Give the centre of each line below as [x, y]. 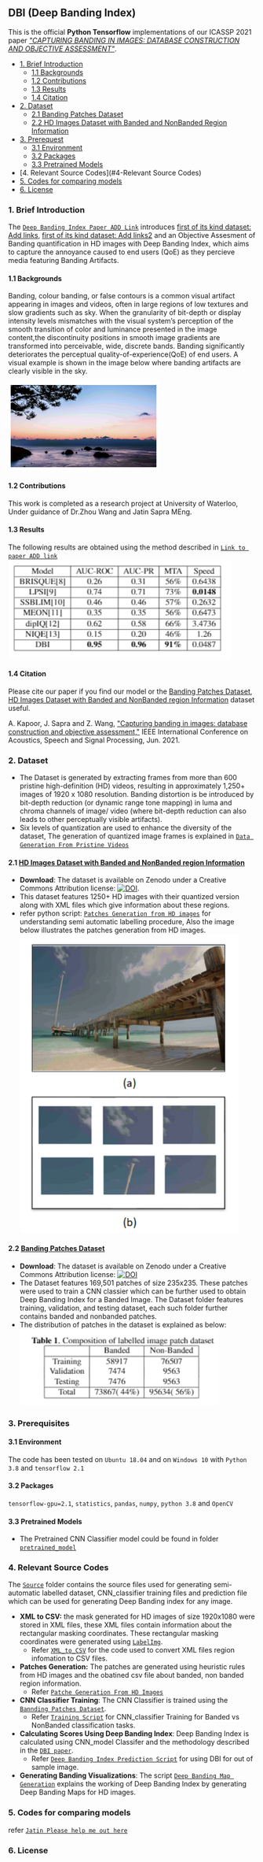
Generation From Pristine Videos [74, 846]
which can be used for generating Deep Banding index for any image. [121, 1601]
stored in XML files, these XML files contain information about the [126, 1625]
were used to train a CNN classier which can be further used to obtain [133, 1291]
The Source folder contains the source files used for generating [110, 1585]
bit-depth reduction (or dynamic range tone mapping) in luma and [126, 803]
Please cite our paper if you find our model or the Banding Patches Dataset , [130, 691]
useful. [19, 708]
